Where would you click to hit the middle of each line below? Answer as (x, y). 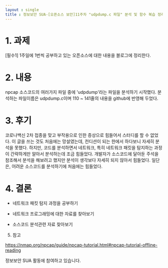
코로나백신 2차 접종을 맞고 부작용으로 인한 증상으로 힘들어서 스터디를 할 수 (77, 135)
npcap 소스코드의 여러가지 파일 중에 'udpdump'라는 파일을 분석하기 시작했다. (81, 92)
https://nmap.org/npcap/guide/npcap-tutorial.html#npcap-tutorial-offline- (81, 245)
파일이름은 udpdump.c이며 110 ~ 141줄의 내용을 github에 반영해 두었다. (88, 98)
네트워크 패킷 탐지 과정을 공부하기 (45, 203)
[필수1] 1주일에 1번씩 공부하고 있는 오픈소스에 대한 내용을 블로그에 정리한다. (78, 55)
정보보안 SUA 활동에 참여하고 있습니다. (43, 261)
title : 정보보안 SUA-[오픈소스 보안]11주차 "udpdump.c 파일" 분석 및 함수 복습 (80, 14)
